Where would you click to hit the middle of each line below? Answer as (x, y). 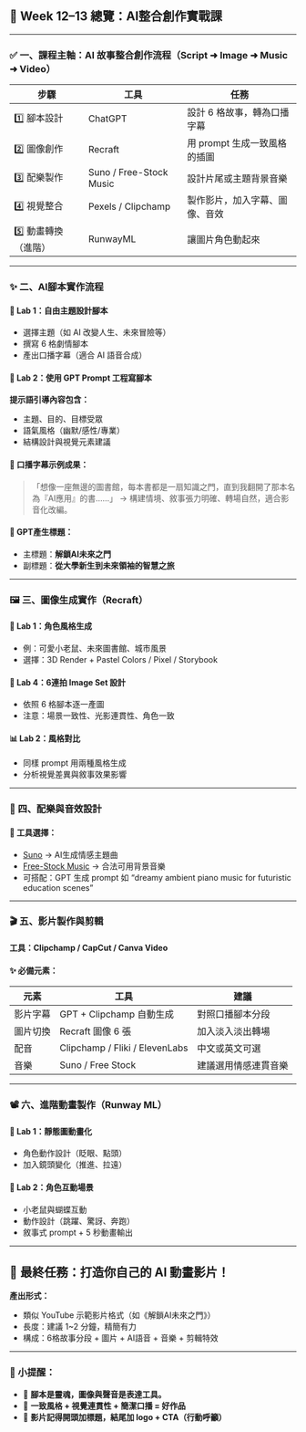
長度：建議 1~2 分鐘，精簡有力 (79, 1327)
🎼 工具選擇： (33, 832)
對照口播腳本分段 (234, 1014)
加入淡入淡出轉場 (234, 1031)
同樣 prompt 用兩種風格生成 (75, 763)
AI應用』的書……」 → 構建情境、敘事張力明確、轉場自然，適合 (164, 498)
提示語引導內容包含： (49, 400)
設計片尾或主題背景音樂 (237, 179)
